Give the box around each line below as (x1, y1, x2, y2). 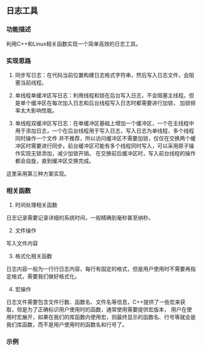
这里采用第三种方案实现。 (6, 170, 70, 177)
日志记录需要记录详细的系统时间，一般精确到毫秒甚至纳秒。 (6, 214, 154, 222)
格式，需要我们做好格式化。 (11, 273, 80, 280)
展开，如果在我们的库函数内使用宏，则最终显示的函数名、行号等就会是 (22, 314, 196, 321)
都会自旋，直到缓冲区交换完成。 (14, 157, 94, 164)
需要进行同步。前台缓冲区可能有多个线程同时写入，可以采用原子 (31, 142, 189, 149)
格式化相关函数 (14, 252, 52, 260)
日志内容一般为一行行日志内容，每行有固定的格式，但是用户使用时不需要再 (6, 266, 191, 273)
